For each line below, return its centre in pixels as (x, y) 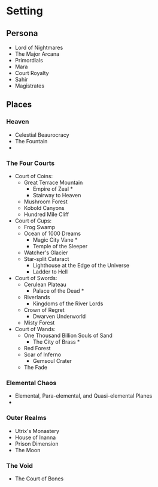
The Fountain (31, 141)
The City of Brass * (56, 342)
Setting (25, 11)
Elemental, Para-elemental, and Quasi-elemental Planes (83, 396)
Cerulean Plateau (45, 284)
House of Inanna (35, 437)
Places (19, 105)
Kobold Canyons (44, 208)
